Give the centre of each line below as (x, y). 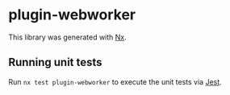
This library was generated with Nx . (67, 37)
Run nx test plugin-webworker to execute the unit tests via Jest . (115, 81)
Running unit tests (55, 62)
